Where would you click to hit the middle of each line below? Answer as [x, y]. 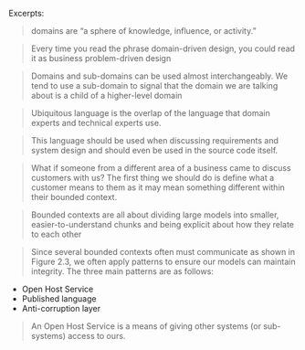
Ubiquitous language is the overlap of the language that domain [150, 113]
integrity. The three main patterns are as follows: [122, 271]
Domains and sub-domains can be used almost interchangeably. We [159, 76]
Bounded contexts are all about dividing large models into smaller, [155, 215]
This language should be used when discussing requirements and [155, 140]
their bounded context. [74, 197]
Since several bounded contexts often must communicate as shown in [163, 252]
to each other [56, 234]
